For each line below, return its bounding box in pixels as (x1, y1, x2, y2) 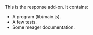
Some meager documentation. (12, 24, 75, 30)
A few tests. (12, 19, 37, 25)
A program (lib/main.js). (12, 14, 61, 19)
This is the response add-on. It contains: (5, 4, 88, 10)
